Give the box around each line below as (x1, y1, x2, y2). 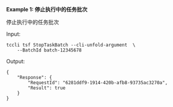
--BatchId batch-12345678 (17, 47, 82, 53)
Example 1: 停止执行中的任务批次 (6, 6, 88, 13)
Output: (6, 58, 25, 65)
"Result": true (28, 85, 66, 91)
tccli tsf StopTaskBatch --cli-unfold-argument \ (6, 42, 136, 48)
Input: (6, 30, 21, 38)
